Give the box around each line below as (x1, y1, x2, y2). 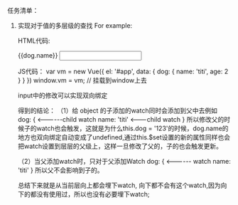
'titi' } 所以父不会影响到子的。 (17, 166, 104, 174)
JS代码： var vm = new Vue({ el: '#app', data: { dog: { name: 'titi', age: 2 (17, 67, 229, 75)
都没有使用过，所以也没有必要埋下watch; (30, 190, 151, 198)
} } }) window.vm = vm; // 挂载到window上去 (17, 76, 147, 84)
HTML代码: (17, 36, 50, 45)
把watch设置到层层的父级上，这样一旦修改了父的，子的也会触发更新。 (17, 142, 222, 150)
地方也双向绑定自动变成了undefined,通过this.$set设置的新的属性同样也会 (17, 133, 231, 141)
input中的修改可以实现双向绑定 (17, 91, 108, 100)
